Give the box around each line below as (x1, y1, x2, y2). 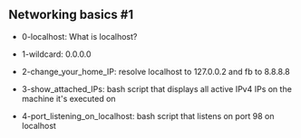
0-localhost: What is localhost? (21, 31, 138, 41)
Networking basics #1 (8, 7, 133, 23)
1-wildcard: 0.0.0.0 (21, 49, 92, 60)
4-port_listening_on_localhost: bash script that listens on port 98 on (21, 110, 275, 121)
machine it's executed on (21, 93, 116, 104)
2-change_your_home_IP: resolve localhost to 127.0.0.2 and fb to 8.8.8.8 (21, 66, 291, 77)
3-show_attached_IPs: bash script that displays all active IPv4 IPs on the (21, 83, 292, 94)
